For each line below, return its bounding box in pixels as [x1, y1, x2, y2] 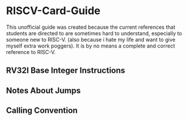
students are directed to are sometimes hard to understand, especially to [6, 29, 182, 36]
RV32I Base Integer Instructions [6, 66, 125, 76]
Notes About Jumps [6, 85, 81, 95]
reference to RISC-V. [6, 48, 56, 55]
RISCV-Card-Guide [6, 4, 101, 18]
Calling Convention [6, 106, 78, 116]
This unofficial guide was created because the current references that [6, 23, 176, 31]
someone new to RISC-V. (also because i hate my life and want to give [6, 36, 176, 43]
